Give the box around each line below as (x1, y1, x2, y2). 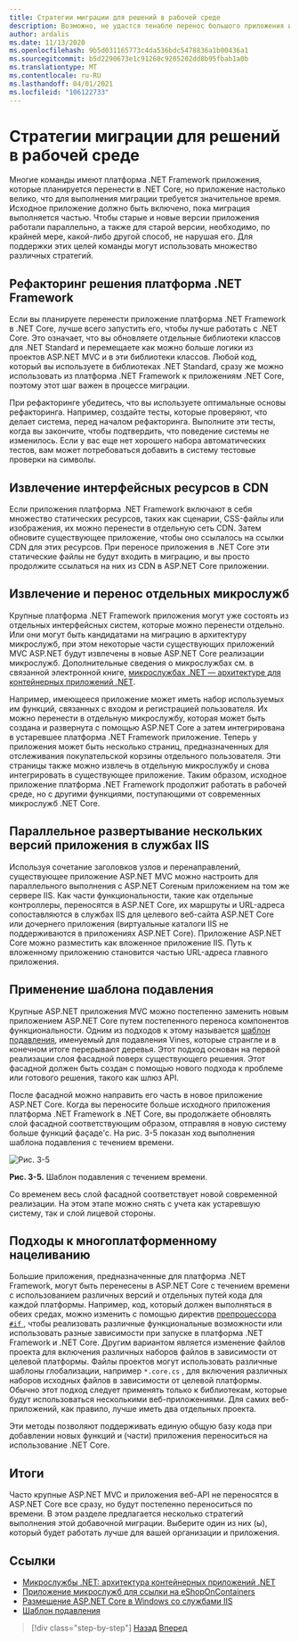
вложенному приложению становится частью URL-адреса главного (9, 946, 269, 957)
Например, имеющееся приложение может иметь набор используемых (9, 693, 285, 705)
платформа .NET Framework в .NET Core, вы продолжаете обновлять (9, 1108, 271, 1119)
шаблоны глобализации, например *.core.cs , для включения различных (9, 1366, 288, 1376)
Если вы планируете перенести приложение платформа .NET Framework (9, 314, 287, 325)
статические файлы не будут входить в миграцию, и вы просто (9, 551, 250, 562)
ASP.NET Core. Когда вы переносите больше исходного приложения (9, 1099, 271, 1110)
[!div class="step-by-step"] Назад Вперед (30, 1622, 188, 1633)
